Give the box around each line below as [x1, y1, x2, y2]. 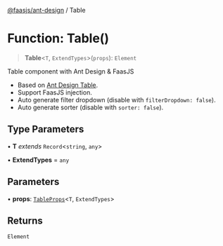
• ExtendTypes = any [7, 156, 70, 164]
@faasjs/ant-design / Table [7, 6, 86, 14]
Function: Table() [7, 31, 110, 46]
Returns [7, 214, 44, 226]
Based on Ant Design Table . [17, 81, 98, 89]
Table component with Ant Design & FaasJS [7, 67, 134, 76]
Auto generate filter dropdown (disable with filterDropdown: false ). [17, 95, 216, 104]
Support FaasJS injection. [17, 88, 93, 97]
